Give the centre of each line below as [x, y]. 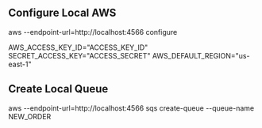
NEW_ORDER [30, 116]
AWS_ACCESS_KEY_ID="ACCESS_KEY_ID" [78, 47]
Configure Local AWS [62, 13]
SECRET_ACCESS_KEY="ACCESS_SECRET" [79, 55]
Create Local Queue [58, 89]
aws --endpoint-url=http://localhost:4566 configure [93, 32]
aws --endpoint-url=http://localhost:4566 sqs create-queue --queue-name [131, 108]
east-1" [20, 64]
